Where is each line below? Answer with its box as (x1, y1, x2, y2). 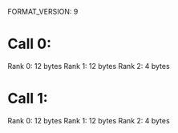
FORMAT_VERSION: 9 (7, 7, 79, 16)
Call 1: (7, 90, 49, 107)
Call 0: (7, 35, 52, 53)
